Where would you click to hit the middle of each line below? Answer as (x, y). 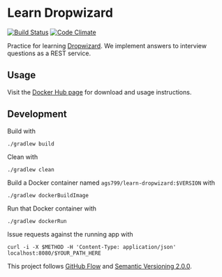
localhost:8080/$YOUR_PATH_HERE (54, 253)
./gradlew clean (31, 169)
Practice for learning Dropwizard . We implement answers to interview (107, 45)
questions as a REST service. (49, 53)
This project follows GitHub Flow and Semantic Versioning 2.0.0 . (99, 266)
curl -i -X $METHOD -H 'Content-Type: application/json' (92, 247)
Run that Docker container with (52, 208)
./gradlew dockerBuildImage (48, 195)
